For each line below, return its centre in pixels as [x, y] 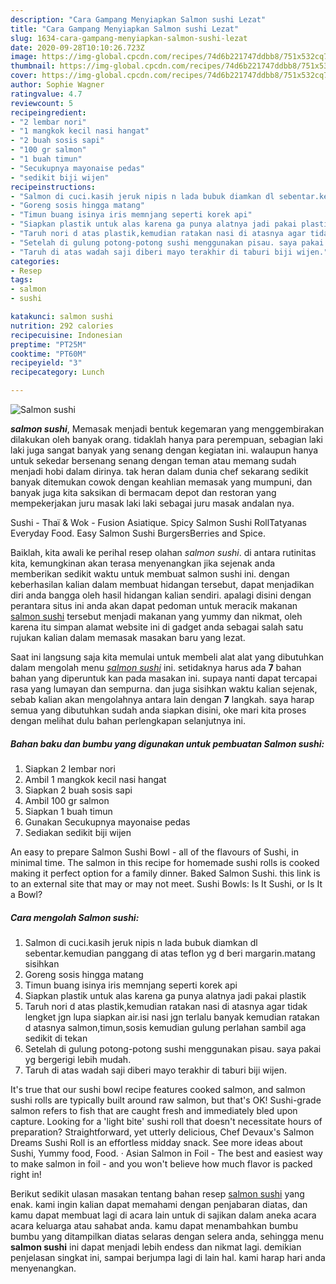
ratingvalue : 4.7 [46, 94]
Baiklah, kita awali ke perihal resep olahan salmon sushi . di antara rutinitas [163, 552]
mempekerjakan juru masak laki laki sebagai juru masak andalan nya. [152, 503]
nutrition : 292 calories [62, 326]
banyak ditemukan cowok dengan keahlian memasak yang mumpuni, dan [161, 482]
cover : [24, 76]
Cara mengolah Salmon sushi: [75, 917]
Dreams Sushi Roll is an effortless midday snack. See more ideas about [156, 1142]
